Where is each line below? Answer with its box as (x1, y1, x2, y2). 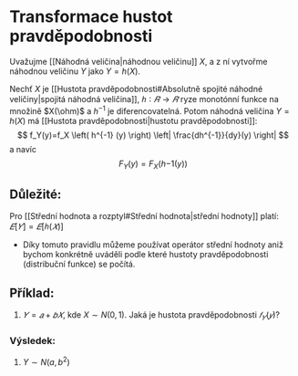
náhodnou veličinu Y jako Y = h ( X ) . (9, 66, 141, 77)
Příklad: (9, 285, 55, 300)
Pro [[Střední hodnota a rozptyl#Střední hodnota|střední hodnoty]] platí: (9, 211, 280, 222)
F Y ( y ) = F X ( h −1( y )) (118, 158, 189, 171)
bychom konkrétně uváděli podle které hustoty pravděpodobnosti (22, 249, 269, 260)
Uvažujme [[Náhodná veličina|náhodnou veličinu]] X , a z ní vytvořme (9, 56, 268, 67)
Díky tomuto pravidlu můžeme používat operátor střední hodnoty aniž (22, 239, 284, 250)
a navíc (9, 143, 36, 154)
